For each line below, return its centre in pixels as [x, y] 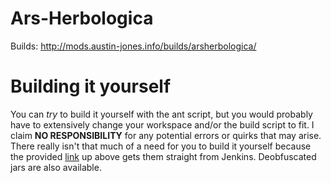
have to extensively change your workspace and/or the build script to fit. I [162, 124]
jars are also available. [56, 167]
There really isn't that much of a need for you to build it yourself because [161, 146]
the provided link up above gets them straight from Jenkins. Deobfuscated [163, 156]
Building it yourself [91, 86]
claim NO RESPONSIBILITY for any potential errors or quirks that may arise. [166, 135]
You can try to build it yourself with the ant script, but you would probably [161, 114]
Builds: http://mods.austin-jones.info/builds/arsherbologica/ [133, 46]
